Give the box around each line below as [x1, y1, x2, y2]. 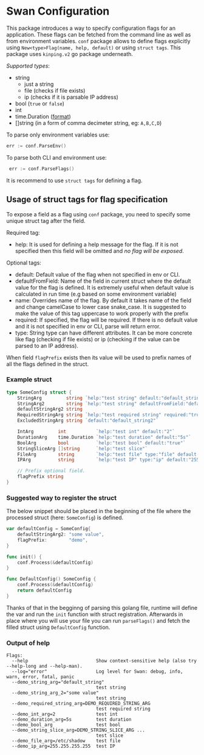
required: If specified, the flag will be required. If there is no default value [15, 316, 198, 324]
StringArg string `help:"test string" [17, 395, 137, 401]
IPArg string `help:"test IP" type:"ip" [17, 457, 165, 463]
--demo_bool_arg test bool [12, 722, 121, 728]
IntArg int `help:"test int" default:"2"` [17, 428, 175, 435]
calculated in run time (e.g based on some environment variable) [15, 290, 177, 297]
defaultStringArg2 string [17, 406, 83, 413]
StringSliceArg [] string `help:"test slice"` [17, 445, 148, 452]
